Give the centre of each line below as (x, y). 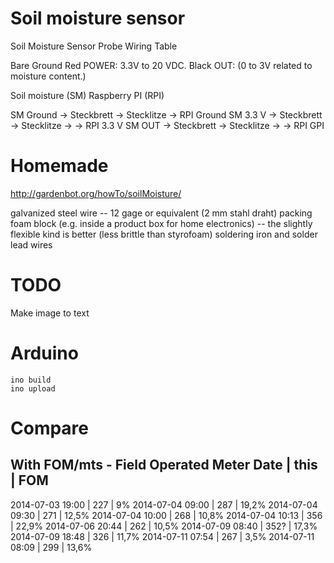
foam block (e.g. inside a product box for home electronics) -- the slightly (161, 223)
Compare (50, 428)
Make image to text (50, 313)
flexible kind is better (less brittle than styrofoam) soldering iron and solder (164, 234)
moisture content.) (48, 76)
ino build (31, 380)
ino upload (33, 388)
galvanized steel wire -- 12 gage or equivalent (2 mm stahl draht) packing (161, 213)
